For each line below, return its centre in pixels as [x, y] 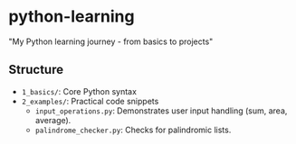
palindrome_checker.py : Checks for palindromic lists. [133, 130]
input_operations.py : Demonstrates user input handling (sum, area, [161, 111]
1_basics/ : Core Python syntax [79, 91]
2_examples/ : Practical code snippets [90, 101]
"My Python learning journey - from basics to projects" [111, 41]
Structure [36, 70]
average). [53, 120]
